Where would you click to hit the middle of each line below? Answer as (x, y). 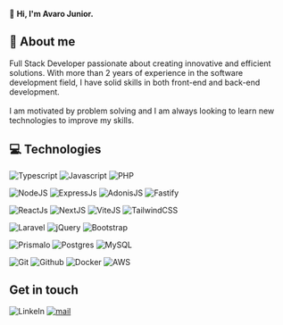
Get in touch (44, 290)
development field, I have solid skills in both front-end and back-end (135, 82)
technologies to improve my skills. (72, 120)
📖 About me (42, 42)
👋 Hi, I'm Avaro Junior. (51, 14)
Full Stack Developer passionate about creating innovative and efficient (140, 63)
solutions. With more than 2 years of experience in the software (126, 72)
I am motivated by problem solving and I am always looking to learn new (142, 111)
